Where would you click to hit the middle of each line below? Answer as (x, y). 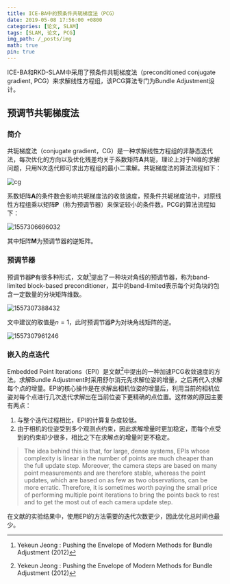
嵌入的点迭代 (28, 355)
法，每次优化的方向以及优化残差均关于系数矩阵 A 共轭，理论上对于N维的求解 (114, 159)
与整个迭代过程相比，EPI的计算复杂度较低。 (78, 420)
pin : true (21, 52)
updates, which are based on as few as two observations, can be (115, 480)
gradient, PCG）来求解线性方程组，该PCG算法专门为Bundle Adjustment (108, 80)
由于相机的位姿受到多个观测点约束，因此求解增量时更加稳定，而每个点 (116, 429)
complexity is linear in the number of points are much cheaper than (118, 458)
